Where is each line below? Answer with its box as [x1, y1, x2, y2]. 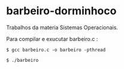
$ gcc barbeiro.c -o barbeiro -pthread [6, 46, 106, 53]
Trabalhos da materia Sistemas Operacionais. [6, 24, 119, 31]
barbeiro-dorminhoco [6, 4, 117, 18]
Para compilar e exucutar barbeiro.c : [6, 35, 98, 42]
